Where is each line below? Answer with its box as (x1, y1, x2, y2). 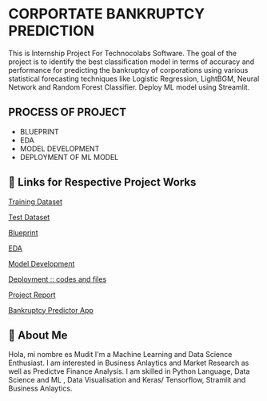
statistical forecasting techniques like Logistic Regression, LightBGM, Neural (8, 74, 260, 83)
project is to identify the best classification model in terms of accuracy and (8, 57, 255, 66)
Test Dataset (8, 212, 50, 222)
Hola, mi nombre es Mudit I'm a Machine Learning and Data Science (8, 350, 233, 359)
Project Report (8, 290, 56, 299)
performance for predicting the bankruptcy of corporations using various (8, 65, 249, 74)
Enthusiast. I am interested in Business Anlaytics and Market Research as (8, 358, 249, 368)
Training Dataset (8, 197, 62, 207)
